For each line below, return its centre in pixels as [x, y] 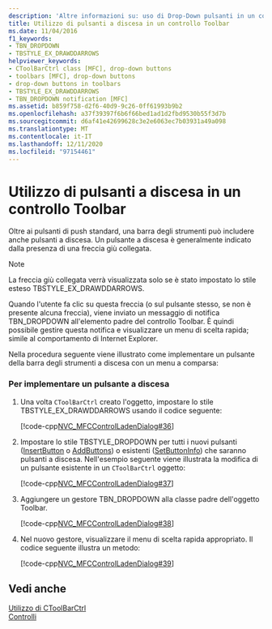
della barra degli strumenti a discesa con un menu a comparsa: [113, 363]
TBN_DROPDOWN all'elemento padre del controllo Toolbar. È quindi [121, 322]
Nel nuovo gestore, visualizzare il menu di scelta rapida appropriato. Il [136, 539]
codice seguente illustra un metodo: [80, 547]
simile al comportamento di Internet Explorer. [83, 339]
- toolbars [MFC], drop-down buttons [72, 76]
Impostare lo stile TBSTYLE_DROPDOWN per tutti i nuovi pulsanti [128, 442]
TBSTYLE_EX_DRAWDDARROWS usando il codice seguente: [121, 410]
